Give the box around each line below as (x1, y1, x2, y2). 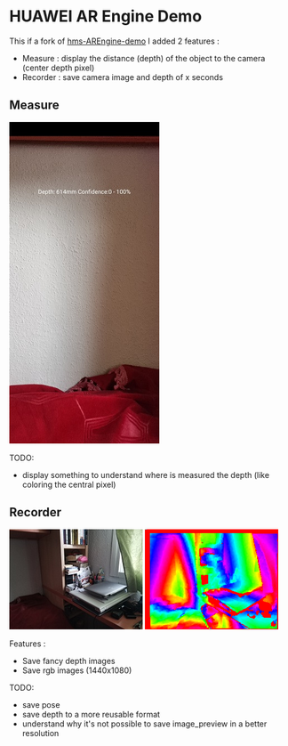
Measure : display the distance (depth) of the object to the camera (21, 53, 266, 63)
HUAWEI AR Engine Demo (9, 6, 203, 27)
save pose (21, 699, 60, 710)
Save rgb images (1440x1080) (21, 665, 132, 676)
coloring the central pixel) (21, 479, 116, 490)
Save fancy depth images (21, 655, 116, 666)
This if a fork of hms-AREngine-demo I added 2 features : (9, 36, 220, 46)
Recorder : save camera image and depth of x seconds (21, 71, 224, 82)
